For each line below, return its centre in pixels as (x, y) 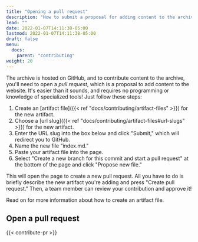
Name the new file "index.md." (52, 146)
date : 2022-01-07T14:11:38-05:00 (47, 28)
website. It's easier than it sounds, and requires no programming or (88, 90)
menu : (13, 45)
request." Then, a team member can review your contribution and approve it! (99, 188)
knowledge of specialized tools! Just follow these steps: (74, 97)
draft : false (22, 39)
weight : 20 (19, 61)
